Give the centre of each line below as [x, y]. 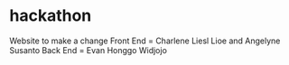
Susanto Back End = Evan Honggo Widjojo [88, 50]
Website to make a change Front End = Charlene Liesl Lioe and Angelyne [145, 41]
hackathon [51, 16]
